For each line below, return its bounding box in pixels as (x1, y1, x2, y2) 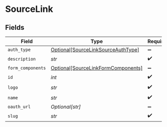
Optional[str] (50, 103, 81, 110)
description (7, 56, 36, 62)
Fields (5, 23, 25, 32)
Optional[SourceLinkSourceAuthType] (50, 46, 140, 53)
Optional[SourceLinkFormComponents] (50, 64, 143, 71)
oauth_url (7, 104, 31, 110)
